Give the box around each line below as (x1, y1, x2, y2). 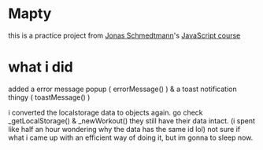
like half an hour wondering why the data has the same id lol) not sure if (8, 124, 241, 134)
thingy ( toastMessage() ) (8, 92, 91, 102)
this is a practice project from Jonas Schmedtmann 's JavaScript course (8, 31, 241, 40)
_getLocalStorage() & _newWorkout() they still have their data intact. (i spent (8, 115, 256, 126)
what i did (8, 58, 73, 76)
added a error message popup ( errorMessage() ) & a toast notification (8, 84, 238, 93)
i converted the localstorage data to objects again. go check (8, 108, 203, 117)
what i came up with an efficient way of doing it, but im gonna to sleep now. (8, 133, 254, 142)
